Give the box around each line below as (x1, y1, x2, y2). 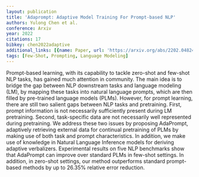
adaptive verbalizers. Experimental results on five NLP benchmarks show (6, 145, 185, 152)
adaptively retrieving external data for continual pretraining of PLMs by (6, 126, 179, 133)
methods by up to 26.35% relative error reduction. (23, 164, 145, 171)
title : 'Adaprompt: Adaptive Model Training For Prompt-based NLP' (6, 14, 176, 20)
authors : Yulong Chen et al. (6, 20, 78, 26)
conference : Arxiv (6, 25, 52, 31)
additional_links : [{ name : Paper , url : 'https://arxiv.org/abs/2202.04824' (6, 48, 197, 53)
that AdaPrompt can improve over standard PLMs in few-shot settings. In (6, 151, 184, 158)
